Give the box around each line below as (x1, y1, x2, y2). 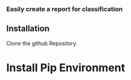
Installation (6, 24, 50, 34)
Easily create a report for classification (6, 5, 123, 13)
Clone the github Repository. (6, 39, 78, 47)
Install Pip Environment (6, 61, 126, 75)
